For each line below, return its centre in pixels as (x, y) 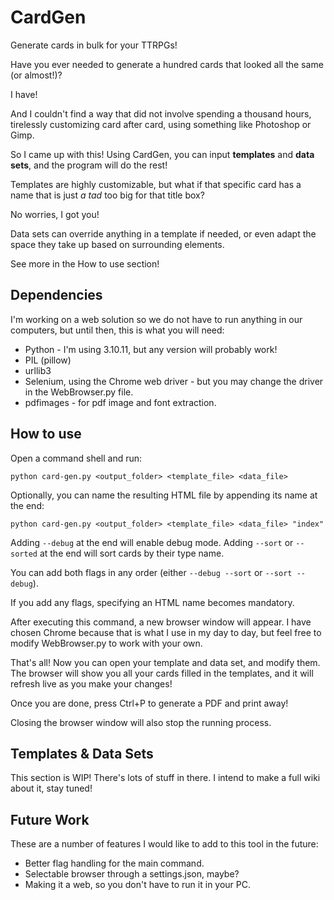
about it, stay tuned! (51, 788)
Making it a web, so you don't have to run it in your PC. (138, 885)
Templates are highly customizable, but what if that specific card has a (156, 184)
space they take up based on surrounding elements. (117, 244)
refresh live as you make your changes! (91, 683)
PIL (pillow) (48, 360)
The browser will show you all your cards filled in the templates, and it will (162, 673)
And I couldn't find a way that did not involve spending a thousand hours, (161, 113)
